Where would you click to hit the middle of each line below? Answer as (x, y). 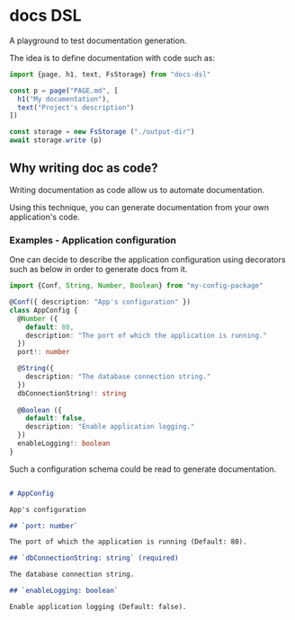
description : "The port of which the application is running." (147, 335)
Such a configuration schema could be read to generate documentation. (143, 469)
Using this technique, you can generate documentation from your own (139, 207)
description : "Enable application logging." (110, 427)
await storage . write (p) (56, 140)
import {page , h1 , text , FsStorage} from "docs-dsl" (110, 74)
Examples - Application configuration (93, 240)
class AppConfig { (44, 310)
